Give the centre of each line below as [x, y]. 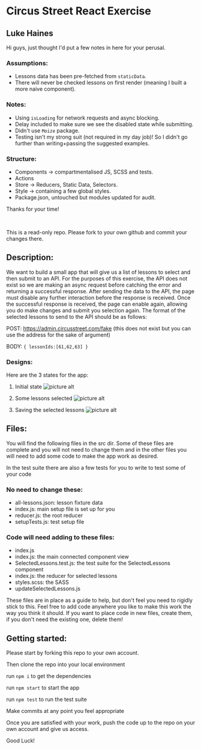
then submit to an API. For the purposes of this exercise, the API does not [97, 278]
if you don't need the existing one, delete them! [64, 619]
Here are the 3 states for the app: [47, 375]
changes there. [25, 238]
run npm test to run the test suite [46, 699]
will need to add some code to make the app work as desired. [82, 456]
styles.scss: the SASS [42, 582]
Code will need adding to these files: [61, 538]
